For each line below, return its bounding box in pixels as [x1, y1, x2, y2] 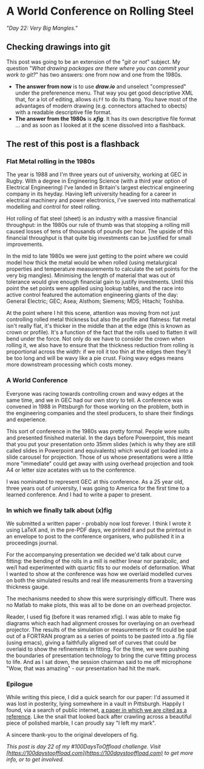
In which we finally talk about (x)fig [6, 506, 112, 514]
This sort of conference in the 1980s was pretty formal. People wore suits [6, 427, 190, 435]
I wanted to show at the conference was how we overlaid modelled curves [6, 571, 192, 578]
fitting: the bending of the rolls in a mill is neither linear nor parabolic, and [6, 557, 189, 565]
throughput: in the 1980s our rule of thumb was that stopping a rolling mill [6, 222, 190, 229]
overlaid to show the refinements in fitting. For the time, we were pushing [6, 645, 189, 653]
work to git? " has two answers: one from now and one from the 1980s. [6, 71, 182, 78]
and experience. [6, 416, 47, 423]
